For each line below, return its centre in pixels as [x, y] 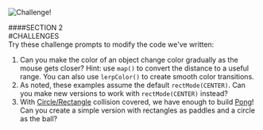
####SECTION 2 [36, 27]
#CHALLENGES [34, 36]
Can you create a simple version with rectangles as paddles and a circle [137, 110]
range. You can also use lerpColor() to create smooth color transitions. [137, 76]
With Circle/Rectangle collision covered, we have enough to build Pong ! [137, 102]
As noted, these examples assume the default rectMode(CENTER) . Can [133, 85]
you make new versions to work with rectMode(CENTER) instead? [124, 94]
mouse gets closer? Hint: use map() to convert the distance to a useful [134, 68]
